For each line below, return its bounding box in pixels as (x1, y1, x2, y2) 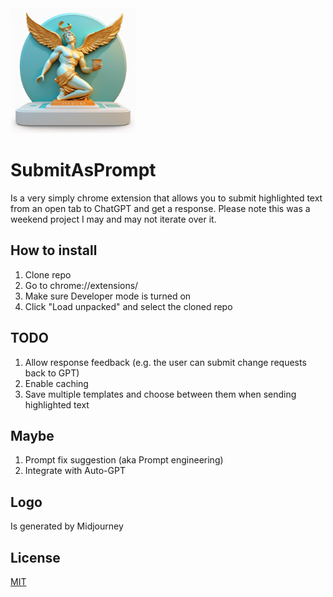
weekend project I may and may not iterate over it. (10, 213, 217, 225)
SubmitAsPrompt (10, 159, 157, 182)
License (10, 549, 61, 566)
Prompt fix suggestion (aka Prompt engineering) (24, 454, 224, 466)
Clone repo (24, 268, 72, 281)
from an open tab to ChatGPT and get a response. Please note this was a (10, 202, 311, 214)
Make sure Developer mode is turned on (24, 290, 192, 302)
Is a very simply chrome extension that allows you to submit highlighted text (10, 192, 323, 204)
